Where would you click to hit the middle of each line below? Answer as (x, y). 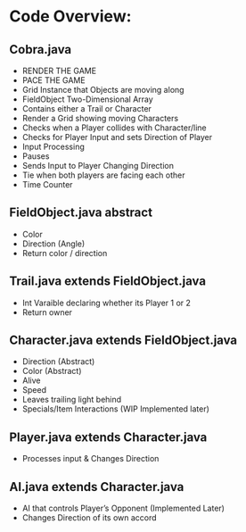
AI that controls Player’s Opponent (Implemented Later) (123, 508)
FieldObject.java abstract (81, 213)
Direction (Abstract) (58, 362)
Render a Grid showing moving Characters (100, 118)
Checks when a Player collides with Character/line (114, 128)
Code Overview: (70, 17)
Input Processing (53, 146)
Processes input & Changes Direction (90, 459)
